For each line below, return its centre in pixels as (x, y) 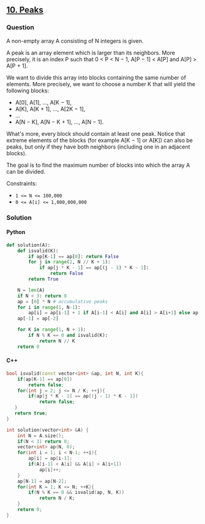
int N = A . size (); (41, 436)
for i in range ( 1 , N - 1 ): (49, 307)
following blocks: (28, 90)
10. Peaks (25, 10)
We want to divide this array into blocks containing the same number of (96, 77)
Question (20, 28)
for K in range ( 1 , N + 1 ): (52, 330)
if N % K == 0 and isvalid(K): (68, 336)
